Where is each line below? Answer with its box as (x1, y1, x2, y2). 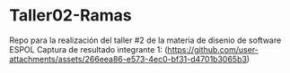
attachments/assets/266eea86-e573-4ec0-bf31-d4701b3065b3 (9, 53, 247, 64)
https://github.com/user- (167, 44, 259, 54)
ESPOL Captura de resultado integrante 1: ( (9, 44, 168, 54)
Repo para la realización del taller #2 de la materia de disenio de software (9, 35, 282, 45)
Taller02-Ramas (9, 5, 132, 26)
